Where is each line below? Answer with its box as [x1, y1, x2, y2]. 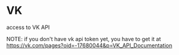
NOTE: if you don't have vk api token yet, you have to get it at [6, 35, 161, 42]
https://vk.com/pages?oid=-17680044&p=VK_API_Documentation [6, 42, 173, 49]
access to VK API [6, 24, 50, 31]
